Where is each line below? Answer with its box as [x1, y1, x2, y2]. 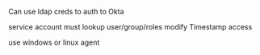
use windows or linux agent [8, 37, 100, 47]
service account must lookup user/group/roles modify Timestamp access [8, 22, 253, 31]
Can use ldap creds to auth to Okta [8, 7, 124, 16]
